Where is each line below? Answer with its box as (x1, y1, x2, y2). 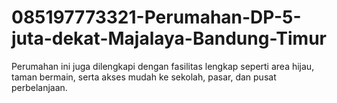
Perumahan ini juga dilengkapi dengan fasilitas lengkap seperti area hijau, (11, 60, 315, 72)
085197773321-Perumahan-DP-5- (11, 6, 302, 29)
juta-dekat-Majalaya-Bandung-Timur (11, 27, 327, 50)
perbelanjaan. (11, 81, 68, 93)
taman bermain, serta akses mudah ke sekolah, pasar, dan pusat (11, 71, 277, 83)
